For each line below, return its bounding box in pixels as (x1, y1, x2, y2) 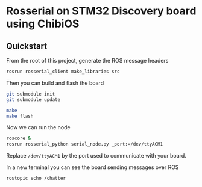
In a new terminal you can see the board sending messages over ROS (6, 164, 179, 171)
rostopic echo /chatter (6, 176, 66, 182)
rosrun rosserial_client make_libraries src (6, 69, 120, 75)
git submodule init (6, 91, 55, 97)
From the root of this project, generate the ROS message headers (6, 57, 169, 64)
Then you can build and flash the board (6, 79, 104, 87)
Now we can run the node (6, 124, 71, 131)
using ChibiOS (6, 17, 80, 31)
